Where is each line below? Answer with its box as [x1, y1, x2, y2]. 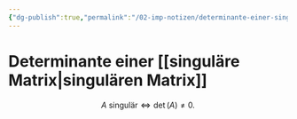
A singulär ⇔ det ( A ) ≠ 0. [100, 99, 196, 110]
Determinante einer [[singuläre [8, 51, 240, 71]
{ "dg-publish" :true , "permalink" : [8, 12, 132, 22]
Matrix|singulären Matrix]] [8, 70, 207, 90]
